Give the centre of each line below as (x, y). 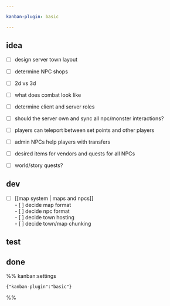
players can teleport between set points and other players (84, 130)
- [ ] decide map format (43, 205)
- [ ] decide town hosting (45, 217)
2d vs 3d (25, 83)
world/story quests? (39, 165)
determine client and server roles (55, 107)
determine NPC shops (41, 72)
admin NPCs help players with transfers (62, 142)
